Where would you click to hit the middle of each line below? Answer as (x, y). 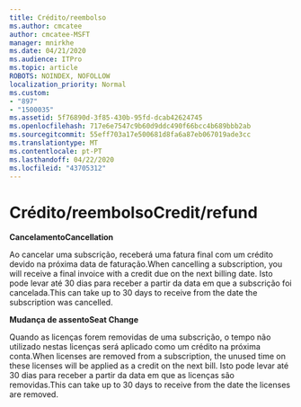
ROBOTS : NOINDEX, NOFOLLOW (60, 76)
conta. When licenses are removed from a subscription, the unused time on (147, 357)
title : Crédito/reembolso (58, 18)
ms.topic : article (44, 68)
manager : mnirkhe (42, 43)
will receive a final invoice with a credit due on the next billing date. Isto (141, 274)
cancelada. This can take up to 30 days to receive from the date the (133, 293)
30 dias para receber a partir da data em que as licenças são (122, 376)
